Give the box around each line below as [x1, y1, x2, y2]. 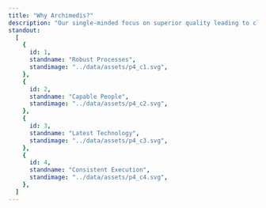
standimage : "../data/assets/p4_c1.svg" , [28, 63, 169, 71]
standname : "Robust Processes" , [28, 56, 136, 64]
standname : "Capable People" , [28, 93, 129, 100]
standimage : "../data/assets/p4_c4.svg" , [28, 173, 169, 182]
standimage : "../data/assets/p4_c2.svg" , [28, 100, 169, 108]
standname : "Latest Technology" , [28, 129, 140, 137]
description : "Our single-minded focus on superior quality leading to [8, 19, 249, 27]
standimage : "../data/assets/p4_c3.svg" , [28, 136, 169, 145]
